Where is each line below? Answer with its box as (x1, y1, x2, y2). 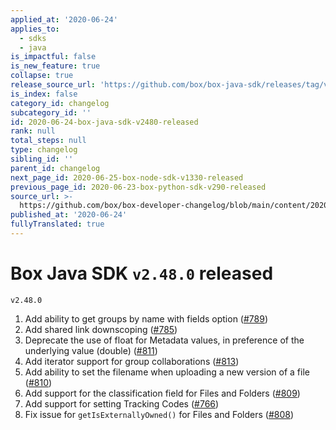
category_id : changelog (10, 98, 110, 108)
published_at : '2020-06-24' (10, 210, 128, 220)
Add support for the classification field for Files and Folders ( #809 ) (24, 387, 301, 399)
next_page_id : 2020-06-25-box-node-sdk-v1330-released (10, 172, 244, 183)
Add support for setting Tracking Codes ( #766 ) (24, 397, 220, 410)
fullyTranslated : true (10, 219, 105, 230)
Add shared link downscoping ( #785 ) (24, 323, 178, 335)
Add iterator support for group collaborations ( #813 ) (24, 355, 240, 367)
